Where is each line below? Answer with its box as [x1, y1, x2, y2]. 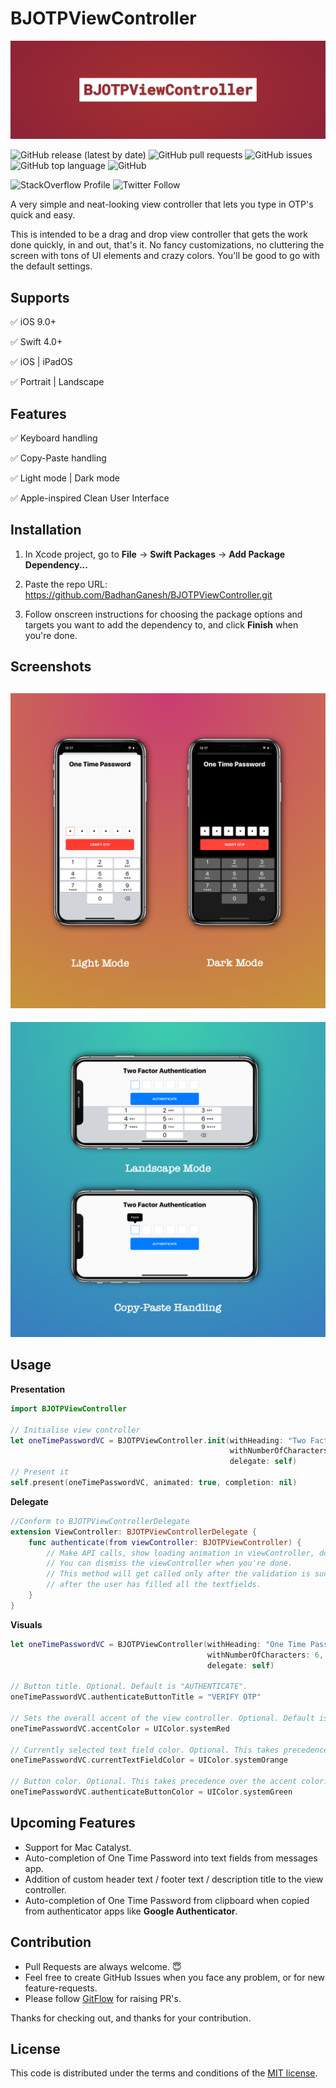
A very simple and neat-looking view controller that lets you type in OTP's [10, 198, 314, 211]
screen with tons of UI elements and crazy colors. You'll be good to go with [10, 250, 320, 262]
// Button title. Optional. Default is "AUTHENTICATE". [10, 1682, 248, 1692]
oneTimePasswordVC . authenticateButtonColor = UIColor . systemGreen [10, 1787, 293, 1797]
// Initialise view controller [10, 1425, 141, 1435]
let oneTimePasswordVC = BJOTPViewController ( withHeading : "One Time [10, 1639, 307, 1649]
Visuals [10, 1618, 43, 1631]
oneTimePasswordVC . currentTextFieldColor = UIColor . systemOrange [10, 1755, 288, 1766]
